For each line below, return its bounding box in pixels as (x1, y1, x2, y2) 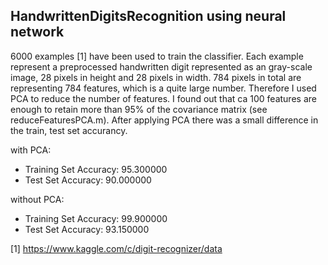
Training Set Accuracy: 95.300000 (24, 163, 168, 175)
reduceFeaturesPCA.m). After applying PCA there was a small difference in (10, 114, 319, 126)
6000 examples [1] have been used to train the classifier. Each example (10, 50, 304, 62)
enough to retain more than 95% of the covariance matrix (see (10, 103, 268, 115)
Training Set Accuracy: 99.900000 (24, 212, 168, 224)
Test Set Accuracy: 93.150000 (24, 223, 150, 235)
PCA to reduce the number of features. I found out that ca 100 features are (10, 92, 317, 104)
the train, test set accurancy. (10, 124, 128, 136)
